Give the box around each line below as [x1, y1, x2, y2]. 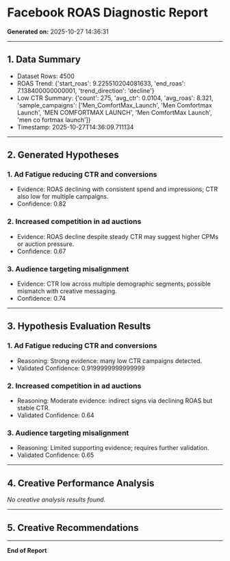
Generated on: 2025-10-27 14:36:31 [7, 27, 109, 36]
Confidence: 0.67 [16, 247, 66, 255]
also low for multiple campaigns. [16, 192, 109, 201]
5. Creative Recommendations [7, 522, 139, 534]
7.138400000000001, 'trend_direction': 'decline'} [16, 86, 155, 95]
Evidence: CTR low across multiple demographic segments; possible [16, 279, 211, 288]
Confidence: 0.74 [16, 295, 66, 303]
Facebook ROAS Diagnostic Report [7, 5, 209, 21]
